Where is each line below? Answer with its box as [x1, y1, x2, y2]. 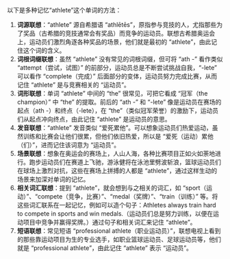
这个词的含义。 [23, 47, 66, 54]
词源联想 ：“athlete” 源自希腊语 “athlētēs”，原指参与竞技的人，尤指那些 [16, 21, 217, 29]
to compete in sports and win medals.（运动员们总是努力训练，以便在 [16, 210, 214, 218]
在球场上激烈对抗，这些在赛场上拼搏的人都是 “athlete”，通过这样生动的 [16, 167, 218, 174]
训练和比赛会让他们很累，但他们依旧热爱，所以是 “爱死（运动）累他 [23, 133, 214, 140]
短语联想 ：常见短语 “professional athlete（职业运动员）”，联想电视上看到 [16, 227, 221, 235]
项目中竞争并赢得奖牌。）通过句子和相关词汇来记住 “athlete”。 [23, 218, 196, 226]
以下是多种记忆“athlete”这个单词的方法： [7, 6, 122, 14]
